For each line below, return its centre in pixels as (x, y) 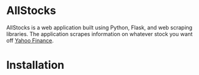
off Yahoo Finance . (30, 40)
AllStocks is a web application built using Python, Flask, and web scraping (99, 27)
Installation (35, 65)
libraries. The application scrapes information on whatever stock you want (99, 34)
